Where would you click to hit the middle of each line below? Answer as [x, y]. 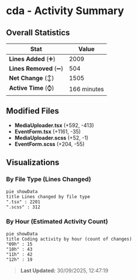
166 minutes [86, 89]
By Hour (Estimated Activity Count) [57, 222]
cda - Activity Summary [65, 11]
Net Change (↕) [32, 78]
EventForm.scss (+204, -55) [49, 144]
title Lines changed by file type [48, 196]
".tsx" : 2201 [23, 202]
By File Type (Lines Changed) [49, 179]
